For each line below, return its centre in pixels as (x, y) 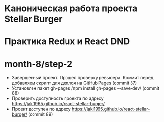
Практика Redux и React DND (67, 42)
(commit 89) (41, 114)
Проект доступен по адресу (41, 109)
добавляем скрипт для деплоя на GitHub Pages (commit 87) (74, 83)
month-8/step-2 (39, 64)
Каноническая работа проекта (71, 9)
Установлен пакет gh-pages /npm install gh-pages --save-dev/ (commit (85, 88)
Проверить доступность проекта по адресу (58, 98)
